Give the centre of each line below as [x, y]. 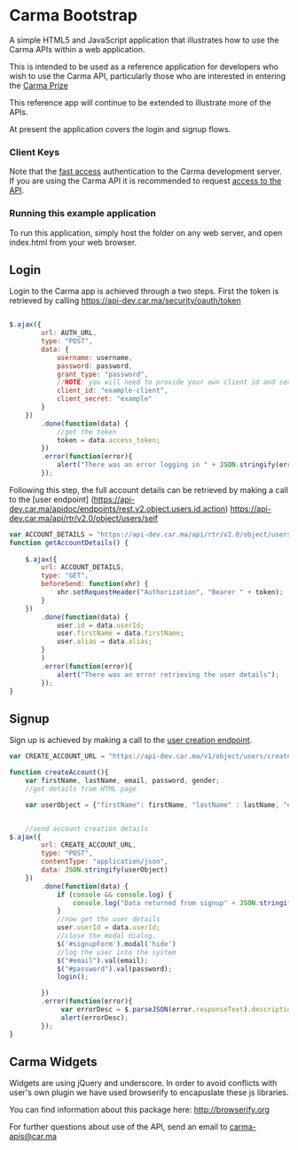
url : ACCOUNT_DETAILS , [83, 567]
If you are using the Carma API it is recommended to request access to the [145, 181]
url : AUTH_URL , [69, 333]
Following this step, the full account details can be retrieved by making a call [149, 489]
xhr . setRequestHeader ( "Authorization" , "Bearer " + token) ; [170, 592]
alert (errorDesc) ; [94, 1017]
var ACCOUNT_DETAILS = [51, 534]
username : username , [94, 357]
